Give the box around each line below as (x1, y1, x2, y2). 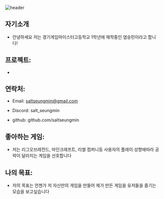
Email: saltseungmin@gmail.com (12, 98, 78, 104)
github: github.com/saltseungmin (12, 117, 80, 123)
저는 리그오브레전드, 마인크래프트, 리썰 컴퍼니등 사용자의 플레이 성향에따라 (12, 146, 154, 152)
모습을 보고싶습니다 (12, 189, 50, 195)
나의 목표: (5, 169, 33, 177)
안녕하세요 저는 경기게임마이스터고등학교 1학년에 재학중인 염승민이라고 (12, 34, 147, 40)
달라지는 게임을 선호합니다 (21, 153, 72, 159)
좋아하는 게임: (5, 133, 45, 141)
